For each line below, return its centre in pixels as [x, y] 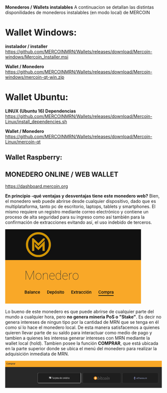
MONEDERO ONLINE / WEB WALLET [62, 174]
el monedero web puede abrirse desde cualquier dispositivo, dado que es [81, 201]
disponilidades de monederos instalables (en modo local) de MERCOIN [78, 12]
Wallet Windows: [41, 33]
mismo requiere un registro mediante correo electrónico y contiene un [77, 212]
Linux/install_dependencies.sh [36, 121]
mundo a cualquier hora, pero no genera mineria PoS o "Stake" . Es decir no [83, 317]
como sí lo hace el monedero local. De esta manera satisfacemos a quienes [83, 327]
